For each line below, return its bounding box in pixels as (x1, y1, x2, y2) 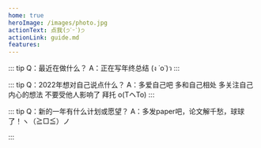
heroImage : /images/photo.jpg (8, 19, 108, 27)
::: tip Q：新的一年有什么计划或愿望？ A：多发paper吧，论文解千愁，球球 (8, 107, 245, 117)
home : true (8, 11, 44, 20)
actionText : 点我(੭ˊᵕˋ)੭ (8, 26, 85, 34)
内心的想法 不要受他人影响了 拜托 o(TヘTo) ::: (8, 90, 155, 99)
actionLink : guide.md (8, 33, 80, 42)
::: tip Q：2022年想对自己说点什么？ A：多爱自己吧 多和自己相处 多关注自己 (8, 80, 254, 90)
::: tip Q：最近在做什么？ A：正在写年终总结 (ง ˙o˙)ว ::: (8, 64, 180, 73)
